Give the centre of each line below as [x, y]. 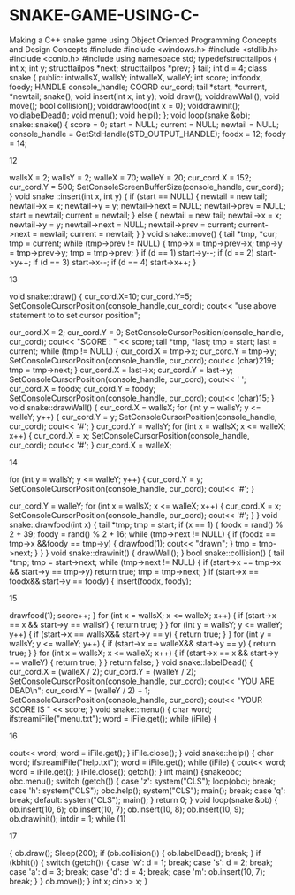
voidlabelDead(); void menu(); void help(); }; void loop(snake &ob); [130, 115]
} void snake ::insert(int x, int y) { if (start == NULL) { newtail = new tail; [138, 196]
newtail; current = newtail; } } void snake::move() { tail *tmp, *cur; [159, 233]
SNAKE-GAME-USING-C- [105, 15]
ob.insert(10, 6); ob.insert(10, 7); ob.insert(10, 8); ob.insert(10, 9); [127, 809]
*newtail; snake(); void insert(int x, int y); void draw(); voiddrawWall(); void [144, 96]
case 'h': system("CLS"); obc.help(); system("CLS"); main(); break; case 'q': [147, 790]
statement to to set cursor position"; [75, 315]
